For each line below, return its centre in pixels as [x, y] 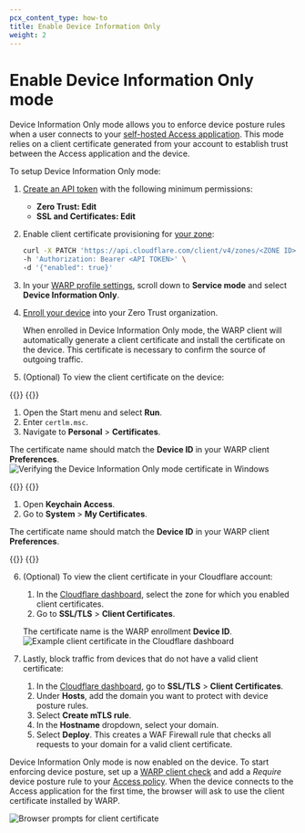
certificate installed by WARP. [65, 800]
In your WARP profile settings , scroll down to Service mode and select [155, 285]
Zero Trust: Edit [66, 207]
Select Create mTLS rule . [84, 715]
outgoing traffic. [53, 359]
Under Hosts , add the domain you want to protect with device [152, 695]
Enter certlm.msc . [55, 422]
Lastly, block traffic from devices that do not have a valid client [140, 659]
